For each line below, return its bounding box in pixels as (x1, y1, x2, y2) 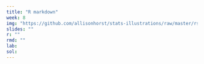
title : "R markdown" (6, 9, 59, 15)
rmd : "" (6, 37, 26, 43)
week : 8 (6, 15, 26, 21)
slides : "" (6, 26, 34, 32)
